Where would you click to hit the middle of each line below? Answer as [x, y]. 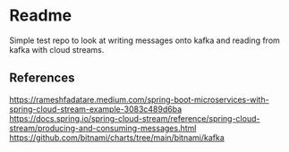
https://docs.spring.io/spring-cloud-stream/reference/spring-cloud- [135, 118]
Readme [41, 16]
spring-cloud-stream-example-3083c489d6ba [96, 109]
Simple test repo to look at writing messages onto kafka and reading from [144, 40]
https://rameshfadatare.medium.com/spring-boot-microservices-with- [140, 99]
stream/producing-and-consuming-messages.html [103, 128]
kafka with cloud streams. [57, 49]
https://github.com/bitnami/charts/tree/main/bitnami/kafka [117, 137]
